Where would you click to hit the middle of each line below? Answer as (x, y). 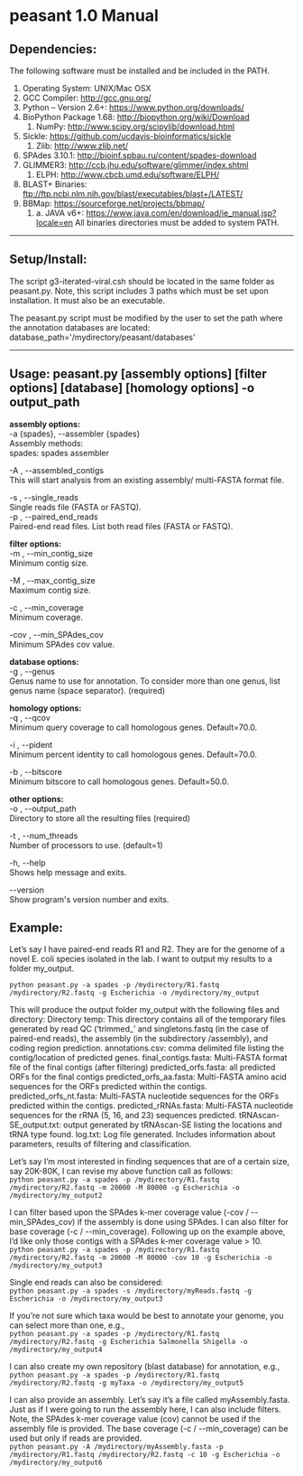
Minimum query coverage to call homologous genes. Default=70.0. (133, 727)
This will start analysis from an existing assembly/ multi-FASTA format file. (147, 480)
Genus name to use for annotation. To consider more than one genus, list (145, 681)
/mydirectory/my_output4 (56, 1350)
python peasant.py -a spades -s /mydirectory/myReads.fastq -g (131, 1291)
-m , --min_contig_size (51, 553)
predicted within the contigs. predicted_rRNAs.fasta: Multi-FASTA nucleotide (151, 1106)
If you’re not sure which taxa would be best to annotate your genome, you (147, 1316)
